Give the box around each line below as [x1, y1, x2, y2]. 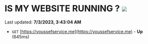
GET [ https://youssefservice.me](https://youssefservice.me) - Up [11, 28, 143, 34]
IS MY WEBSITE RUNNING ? [4, 3, 120, 14]
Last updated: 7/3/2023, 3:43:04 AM [4, 19, 82, 25]
